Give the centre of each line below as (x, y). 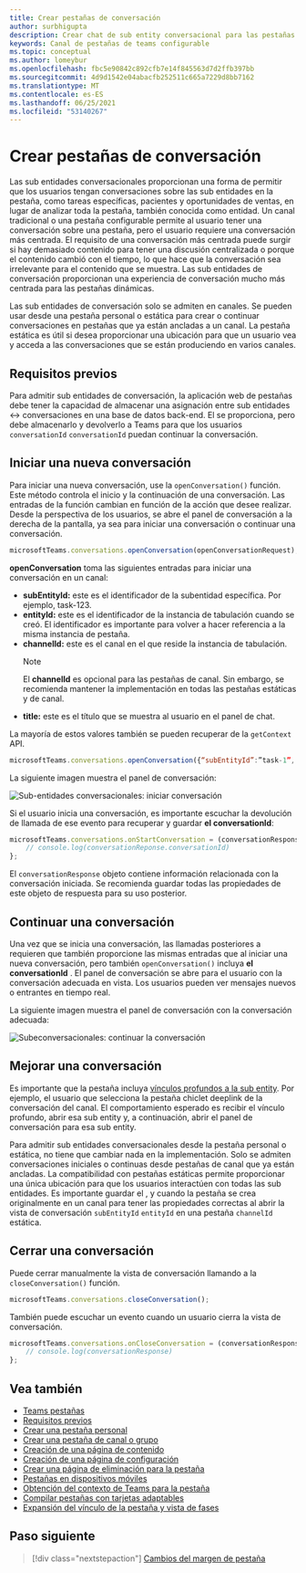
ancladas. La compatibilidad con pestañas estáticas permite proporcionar (147, 1173)
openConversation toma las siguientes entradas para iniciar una (131, 568)
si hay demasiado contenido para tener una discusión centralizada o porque (152, 250)
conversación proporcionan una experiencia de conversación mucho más (147, 278)
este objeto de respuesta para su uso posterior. (98, 893)
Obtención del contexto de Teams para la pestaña (116, 1488)
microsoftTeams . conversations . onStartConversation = (112, 839)
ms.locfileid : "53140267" (58, 111)
